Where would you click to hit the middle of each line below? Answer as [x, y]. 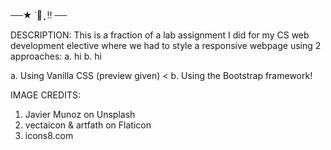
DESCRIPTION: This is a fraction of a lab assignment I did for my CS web [160, 35]
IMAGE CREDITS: [45, 95]
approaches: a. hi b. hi [56, 56]
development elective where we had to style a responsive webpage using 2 [166, 45]
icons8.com [49, 135]
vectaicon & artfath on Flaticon [88, 125]
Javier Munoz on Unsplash [80, 114]
